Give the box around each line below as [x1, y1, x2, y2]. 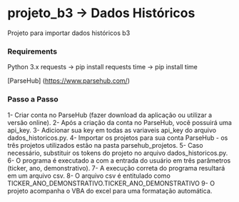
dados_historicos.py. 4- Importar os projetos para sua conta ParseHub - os [7, 133, 228, 142]
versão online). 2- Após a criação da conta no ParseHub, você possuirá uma [7, 118, 232, 126]
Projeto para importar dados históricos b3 [7, 29, 131, 37]
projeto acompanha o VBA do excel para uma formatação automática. [7, 186, 213, 195]
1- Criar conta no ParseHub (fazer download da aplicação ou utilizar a [7, 111, 213, 119]
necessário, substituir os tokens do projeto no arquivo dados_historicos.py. [7, 148, 228, 157]
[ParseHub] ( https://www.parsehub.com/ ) [7, 76, 131, 85]
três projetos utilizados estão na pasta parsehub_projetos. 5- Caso [7, 141, 203, 149]
